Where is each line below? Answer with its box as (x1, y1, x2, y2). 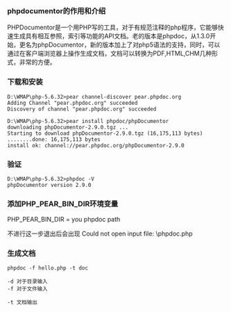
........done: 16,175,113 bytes (7, 136, 101, 143)
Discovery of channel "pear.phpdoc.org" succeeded (7, 106, 157, 113)
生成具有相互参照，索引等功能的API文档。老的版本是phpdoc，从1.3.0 (12, 32, 210, 40)
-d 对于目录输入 (7, 278, 48, 286)
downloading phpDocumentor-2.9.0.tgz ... (7, 124, 129, 131)
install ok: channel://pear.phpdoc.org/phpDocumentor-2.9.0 (7, 142, 185, 149)
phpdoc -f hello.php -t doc (7, 265, 89, 272)
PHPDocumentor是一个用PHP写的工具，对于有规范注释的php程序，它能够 (7, 23, 219, 32)
